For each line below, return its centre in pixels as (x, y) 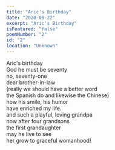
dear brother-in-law (31, 82)
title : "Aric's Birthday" (39, 12)
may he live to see (29, 134)
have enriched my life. (34, 108)
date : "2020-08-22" (31, 18)
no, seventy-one (27, 76)
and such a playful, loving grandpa (49, 114)
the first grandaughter (34, 128)
